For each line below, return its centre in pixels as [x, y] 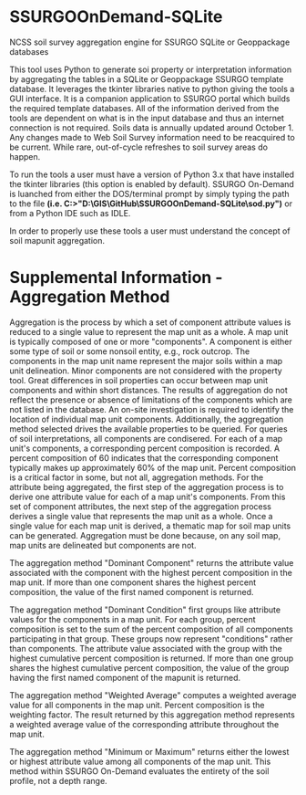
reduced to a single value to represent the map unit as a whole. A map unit [149, 331]
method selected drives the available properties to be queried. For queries [149, 429]
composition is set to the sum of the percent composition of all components [151, 629]
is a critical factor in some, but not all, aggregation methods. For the [137, 477]
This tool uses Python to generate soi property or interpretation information [151, 69]
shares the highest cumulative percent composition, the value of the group [149, 667]
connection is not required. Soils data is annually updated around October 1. [152, 127]
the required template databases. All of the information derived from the [144, 108]
